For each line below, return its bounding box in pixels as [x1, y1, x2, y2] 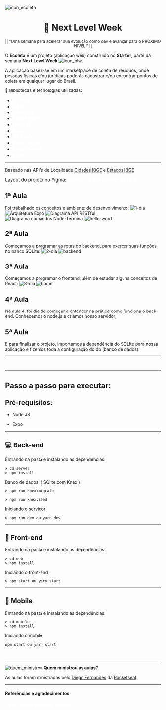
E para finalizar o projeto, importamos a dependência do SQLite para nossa [5, 341, 158, 347]
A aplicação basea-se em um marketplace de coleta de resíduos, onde [5, 67, 149, 73]
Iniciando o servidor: [5, 506, 47, 512]
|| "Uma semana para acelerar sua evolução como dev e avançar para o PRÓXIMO [5, 38, 161, 44]
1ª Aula [5, 192, 27, 200]
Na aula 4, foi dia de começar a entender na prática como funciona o [5, 308, 145, 314]
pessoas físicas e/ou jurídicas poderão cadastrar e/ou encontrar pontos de [5, 72, 158, 79]
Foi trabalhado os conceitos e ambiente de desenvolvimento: [5, 205, 129, 211]
